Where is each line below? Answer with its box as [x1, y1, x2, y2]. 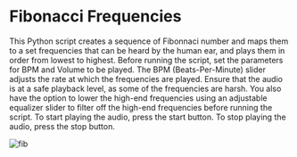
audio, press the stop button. [9, 120, 116, 131]
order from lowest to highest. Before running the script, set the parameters [9, 54, 284, 65]
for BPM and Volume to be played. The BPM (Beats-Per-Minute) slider [9, 64, 266, 75]
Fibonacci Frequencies [9, 6, 182, 27]
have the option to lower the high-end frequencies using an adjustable [9, 92, 268, 103]
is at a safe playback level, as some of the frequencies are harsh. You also [9, 83, 282, 94]
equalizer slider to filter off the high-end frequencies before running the [9, 102, 273, 112]
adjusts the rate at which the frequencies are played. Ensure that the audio [9, 73, 284, 84]
